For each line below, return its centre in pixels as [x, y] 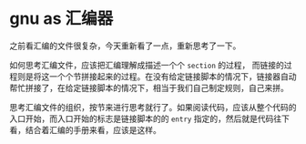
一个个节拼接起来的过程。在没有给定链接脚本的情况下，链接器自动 [173, 76]
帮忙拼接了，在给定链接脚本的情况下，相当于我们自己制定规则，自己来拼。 [149, 87]
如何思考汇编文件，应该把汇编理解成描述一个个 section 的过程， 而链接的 [147, 65]
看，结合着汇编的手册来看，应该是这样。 [85, 129]
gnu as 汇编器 [61, 19]
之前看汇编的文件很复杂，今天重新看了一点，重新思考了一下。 [125, 46]
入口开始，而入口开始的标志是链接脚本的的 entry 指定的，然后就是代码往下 [149, 118]
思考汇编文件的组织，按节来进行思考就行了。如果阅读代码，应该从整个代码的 [153, 107]
